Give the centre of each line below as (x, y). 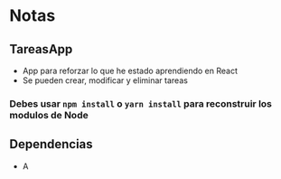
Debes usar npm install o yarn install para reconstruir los (141, 103)
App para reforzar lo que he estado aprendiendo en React (130, 71)
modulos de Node (49, 115)
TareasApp (41, 49)
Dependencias (51, 144)
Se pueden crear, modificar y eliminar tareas (105, 80)
